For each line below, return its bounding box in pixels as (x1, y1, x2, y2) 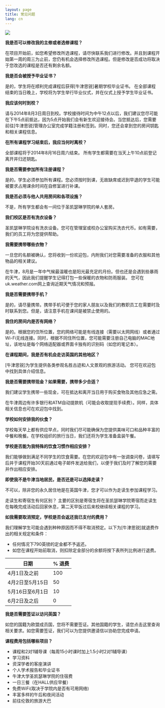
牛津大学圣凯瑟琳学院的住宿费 (12, 673, 73, 679)
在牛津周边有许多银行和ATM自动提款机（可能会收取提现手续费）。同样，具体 (5, 400, 159, 406)
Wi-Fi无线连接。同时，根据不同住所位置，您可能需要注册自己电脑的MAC (5, 335, 151, 341)
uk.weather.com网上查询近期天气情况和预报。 (5, 281, 98, 287)
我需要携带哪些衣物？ (5, 242, 48, 248)
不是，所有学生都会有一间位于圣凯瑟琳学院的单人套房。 (5, 204, 117, 210)
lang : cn (5, 16, 23, 21)
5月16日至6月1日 (7, 588, 48, 595)
